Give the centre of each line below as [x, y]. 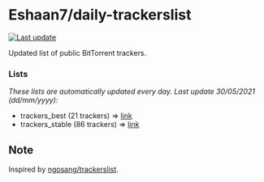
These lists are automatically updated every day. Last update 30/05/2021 [132, 91]
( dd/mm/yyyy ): [33, 100]
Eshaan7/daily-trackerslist [100, 15]
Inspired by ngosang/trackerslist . [64, 169]
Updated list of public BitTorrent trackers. [78, 53]
